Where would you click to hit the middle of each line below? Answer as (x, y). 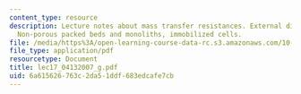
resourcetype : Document (54, 59)
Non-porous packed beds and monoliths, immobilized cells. (130, 34)
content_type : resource (54, 17)
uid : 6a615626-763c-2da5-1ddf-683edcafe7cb (92, 76)
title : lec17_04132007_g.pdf (64, 68)
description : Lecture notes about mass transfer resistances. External (146, 26)
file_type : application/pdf (62, 51)
